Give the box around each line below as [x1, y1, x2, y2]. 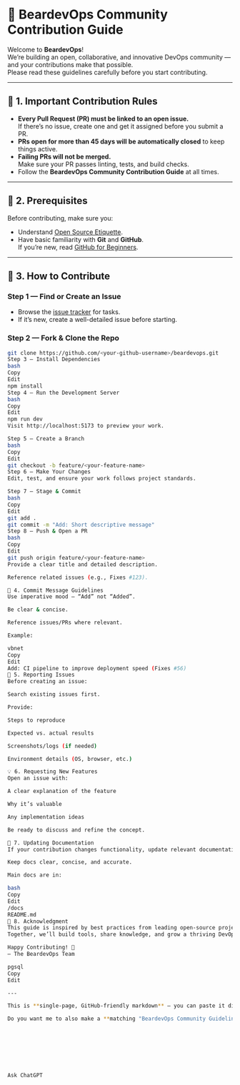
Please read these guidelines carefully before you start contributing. [7, 68, 208, 76]
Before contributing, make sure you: [7, 213, 114, 222]
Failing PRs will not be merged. [17, 152, 111, 161]
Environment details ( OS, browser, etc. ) [7, 755, 133, 762]
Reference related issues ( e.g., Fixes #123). [7, 574, 149, 581]
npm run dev [7, 415, 43, 423]
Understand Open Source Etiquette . [17, 228, 124, 236]
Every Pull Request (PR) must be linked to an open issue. [17, 114, 189, 123]
